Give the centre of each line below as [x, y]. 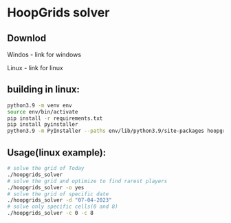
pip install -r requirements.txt [55, 118]
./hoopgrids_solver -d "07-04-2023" [59, 200]
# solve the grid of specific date [58, 194]
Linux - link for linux [35, 68]
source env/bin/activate [43, 111]
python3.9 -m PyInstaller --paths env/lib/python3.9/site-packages [106, 131]
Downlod [27, 38]
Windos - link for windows [44, 54]
